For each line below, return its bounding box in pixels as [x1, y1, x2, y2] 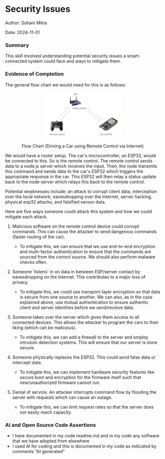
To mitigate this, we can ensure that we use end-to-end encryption [19, 243, 156, 249]
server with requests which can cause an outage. [12, 394, 113, 400]
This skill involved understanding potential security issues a [5, 53, 126, 59]
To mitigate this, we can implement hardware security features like [19, 369, 155, 375]
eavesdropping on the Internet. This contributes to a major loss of [12, 274, 146, 280]
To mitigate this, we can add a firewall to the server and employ [19, 334, 149, 340]
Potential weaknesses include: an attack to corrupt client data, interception [5, 188, 157, 194]
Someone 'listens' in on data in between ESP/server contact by [12, 268, 140, 275]
